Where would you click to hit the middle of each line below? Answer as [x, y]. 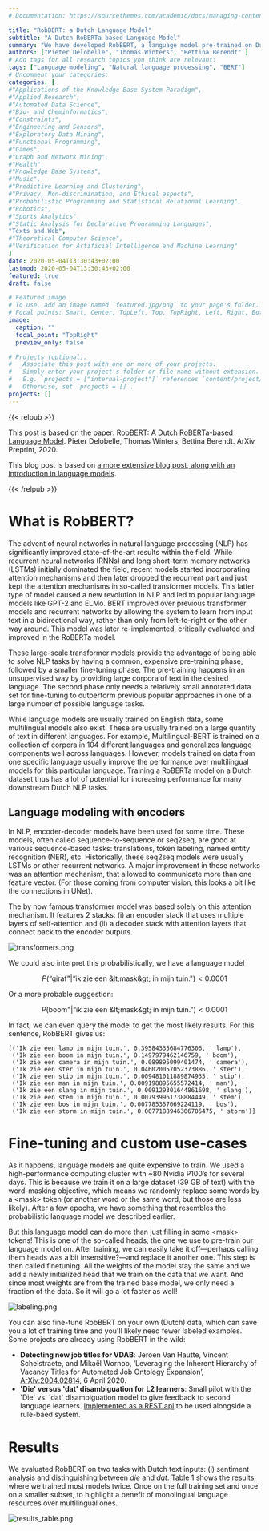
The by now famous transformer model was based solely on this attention [130, 906]
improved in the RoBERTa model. [62, 637]
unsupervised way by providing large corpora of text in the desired [118, 678]
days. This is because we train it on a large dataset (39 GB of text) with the [131, 1183]
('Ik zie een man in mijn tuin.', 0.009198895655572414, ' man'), [125, 1083]
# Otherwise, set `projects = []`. [71, 387]
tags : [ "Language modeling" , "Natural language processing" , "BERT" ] [127, 68]
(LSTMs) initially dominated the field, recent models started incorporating [129, 569]
